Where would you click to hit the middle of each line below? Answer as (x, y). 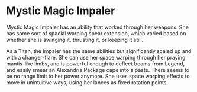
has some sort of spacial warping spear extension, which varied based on (96, 33)
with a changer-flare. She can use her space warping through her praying (96, 57)
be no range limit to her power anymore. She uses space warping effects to (98, 76)
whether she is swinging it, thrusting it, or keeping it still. (75, 40)
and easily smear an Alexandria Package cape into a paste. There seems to (98, 70)
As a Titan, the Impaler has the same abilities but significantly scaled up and (99, 51)
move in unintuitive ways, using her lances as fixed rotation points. (87, 82)
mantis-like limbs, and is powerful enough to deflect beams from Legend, (96, 64)
